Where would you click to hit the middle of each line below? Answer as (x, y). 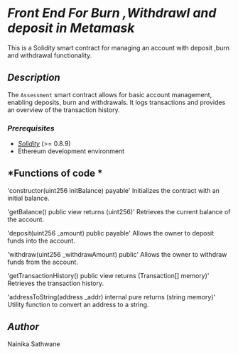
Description (34, 78)
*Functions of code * (55, 173)
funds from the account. (43, 262)
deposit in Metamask (71, 28)
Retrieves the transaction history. (56, 283)
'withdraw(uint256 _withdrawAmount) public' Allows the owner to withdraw (117, 254)
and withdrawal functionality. (50, 55)
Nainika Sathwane (34, 344)
